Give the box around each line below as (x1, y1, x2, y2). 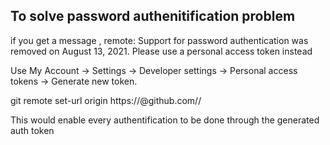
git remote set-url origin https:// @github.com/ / (10, 94, 202, 106)
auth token (10, 124, 55, 136)
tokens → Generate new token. (10, 75, 138, 87)
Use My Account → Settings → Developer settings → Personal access (10, 64, 298, 76)
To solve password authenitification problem (10, 8, 296, 25)
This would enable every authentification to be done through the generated (10, 114, 320, 126)
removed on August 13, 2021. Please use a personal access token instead (10, 45, 313, 57)
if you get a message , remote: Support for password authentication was (10, 34, 309, 46)
